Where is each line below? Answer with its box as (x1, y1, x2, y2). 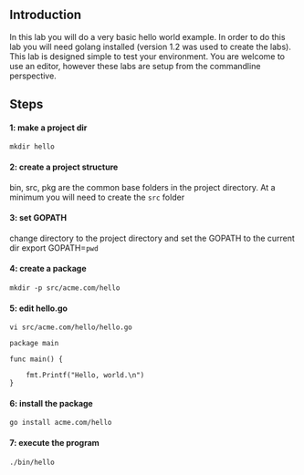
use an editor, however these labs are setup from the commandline (9, 60, 261, 71)
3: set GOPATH (9, 212, 67, 223)
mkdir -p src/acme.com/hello (9, 284, 121, 293)
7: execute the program (9, 438, 100, 449)
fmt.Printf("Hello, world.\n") (26, 371, 145, 380)
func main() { (9, 355, 64, 364)
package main (9, 339, 59, 348)
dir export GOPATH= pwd (9, 242, 99, 253)
